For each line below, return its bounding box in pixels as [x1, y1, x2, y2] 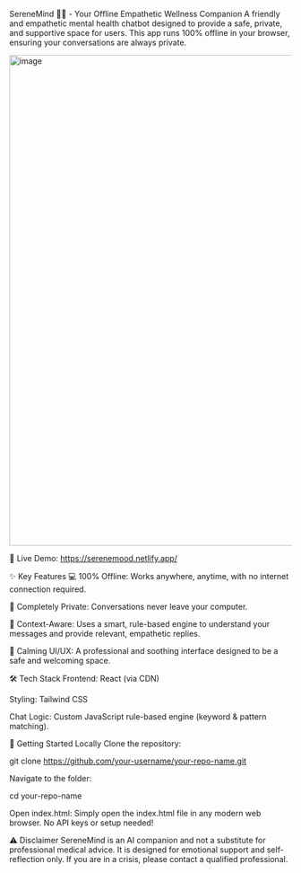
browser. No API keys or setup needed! [9, 817, 154, 828]
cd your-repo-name [9, 790, 82, 801]
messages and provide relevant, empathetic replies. [9, 629, 201, 639]
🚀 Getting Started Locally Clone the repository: [9, 738, 182, 749]
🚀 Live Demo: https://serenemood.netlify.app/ [9, 553, 177, 563]
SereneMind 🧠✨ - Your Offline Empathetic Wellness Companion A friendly [9, 9, 280, 19]
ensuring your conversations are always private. [9, 37, 187, 48]
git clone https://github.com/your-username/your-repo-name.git [9, 755, 247, 766]
